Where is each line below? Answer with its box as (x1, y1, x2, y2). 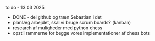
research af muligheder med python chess (12, 25, 103, 31)
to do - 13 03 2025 (5, 5, 45, 10)
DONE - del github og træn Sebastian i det (12, 14, 102, 20)
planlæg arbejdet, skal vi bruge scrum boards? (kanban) (12, 20, 131, 25)
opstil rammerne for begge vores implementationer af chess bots (12, 30, 150, 36)
